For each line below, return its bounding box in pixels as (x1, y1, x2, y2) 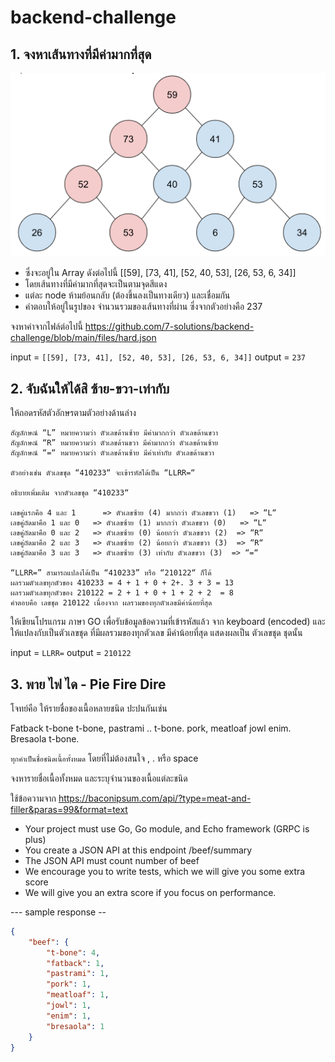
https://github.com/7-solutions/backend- (84, 321, 255, 333)
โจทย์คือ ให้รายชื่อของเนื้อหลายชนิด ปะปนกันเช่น (10, 702, 168, 714)
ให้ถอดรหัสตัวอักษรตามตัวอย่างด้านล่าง (10, 407, 137, 419)
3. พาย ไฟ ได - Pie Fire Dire (10, 676, 167, 693)
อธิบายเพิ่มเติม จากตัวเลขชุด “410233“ (10, 488, 130, 498)
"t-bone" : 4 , (46, 947, 101, 958)
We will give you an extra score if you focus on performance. (24, 886, 277, 898)
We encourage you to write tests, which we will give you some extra (24, 865, 306, 877)
